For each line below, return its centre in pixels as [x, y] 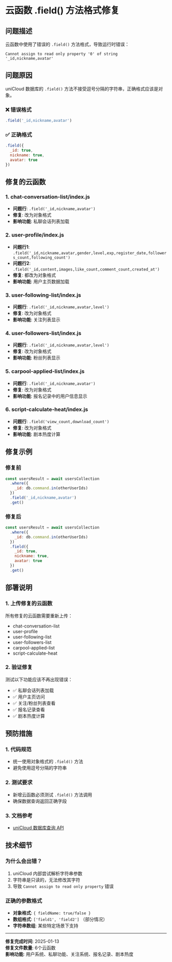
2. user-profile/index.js [35, 235]
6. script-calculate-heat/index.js [47, 409]
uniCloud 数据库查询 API [38, 828]
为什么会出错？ [24, 861]
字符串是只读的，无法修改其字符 [46, 880]
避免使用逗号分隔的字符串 [40, 768]
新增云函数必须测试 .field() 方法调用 [52, 794]
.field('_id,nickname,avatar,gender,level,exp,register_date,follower [90, 253]
